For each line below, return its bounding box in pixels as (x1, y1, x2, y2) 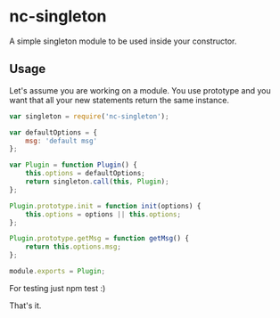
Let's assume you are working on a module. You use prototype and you (9, 85, 272, 95)
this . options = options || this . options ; (25, 209, 181, 219)
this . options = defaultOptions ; (25, 169, 145, 178)
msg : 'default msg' (25, 136, 98, 145)
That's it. (9, 300, 42, 311)
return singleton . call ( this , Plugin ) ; (25, 177, 169, 186)
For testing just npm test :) (9, 282, 106, 293)
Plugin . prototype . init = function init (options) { (9, 201, 202, 210)
